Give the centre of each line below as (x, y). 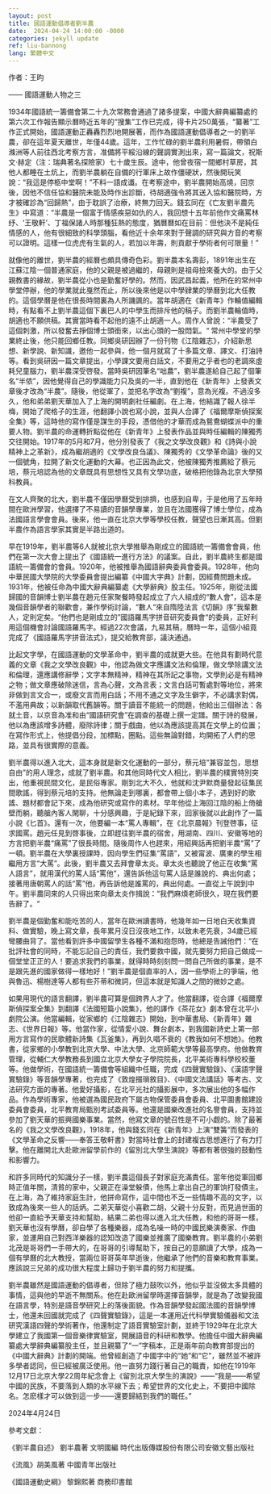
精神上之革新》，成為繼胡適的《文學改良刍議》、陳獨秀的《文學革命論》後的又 (135, 452)
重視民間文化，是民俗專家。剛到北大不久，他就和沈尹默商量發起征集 (142, 783)
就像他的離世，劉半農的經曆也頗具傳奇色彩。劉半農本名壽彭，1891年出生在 (132, 260)
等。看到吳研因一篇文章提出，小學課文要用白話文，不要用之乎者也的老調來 (132, 361)
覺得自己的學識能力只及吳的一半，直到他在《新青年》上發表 (156, 381)
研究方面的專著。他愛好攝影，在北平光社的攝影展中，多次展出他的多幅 (131, 1089)
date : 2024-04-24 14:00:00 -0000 (67, 31)
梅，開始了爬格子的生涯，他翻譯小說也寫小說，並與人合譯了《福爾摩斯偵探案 (135, 411)
